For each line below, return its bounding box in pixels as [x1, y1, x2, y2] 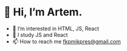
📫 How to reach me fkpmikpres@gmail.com [12, 38, 121, 45]
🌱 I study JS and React [12, 31, 68, 38]
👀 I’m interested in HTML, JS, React [12, 25, 100, 32]
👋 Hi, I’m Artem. [4, 5, 82, 19]
